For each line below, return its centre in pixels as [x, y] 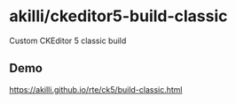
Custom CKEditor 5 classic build [68, 41]
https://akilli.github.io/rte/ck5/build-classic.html [96, 89]
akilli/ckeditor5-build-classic [118, 16]
